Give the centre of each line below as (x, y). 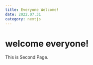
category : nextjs (23, 19)
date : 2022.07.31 (23, 14)
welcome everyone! (47, 43)
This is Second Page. (27, 57)
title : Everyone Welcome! (32, 10)
